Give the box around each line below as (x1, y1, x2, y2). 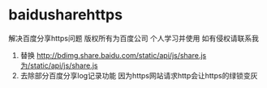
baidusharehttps (8, 6, 123, 24)
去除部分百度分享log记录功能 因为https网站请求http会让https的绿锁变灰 (19, 70, 258, 80)
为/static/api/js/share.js (19, 61, 98, 70)
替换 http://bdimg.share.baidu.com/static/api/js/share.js (19, 50, 207, 60)
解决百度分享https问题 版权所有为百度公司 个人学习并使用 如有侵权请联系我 (8, 33, 260, 43)
